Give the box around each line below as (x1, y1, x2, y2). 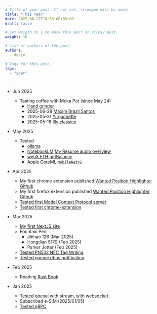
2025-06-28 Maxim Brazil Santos (27, 108, 95, 114)
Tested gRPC (19, 304, 46, 310)
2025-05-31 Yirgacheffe (27, 114, 77, 120)
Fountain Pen (19, 229, 47, 235)
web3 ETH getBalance (27, 154, 73, 160)
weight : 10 (5, 35, 28, 39)
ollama (27, 143, 41, 149)
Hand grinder (27, 103, 54, 109)
